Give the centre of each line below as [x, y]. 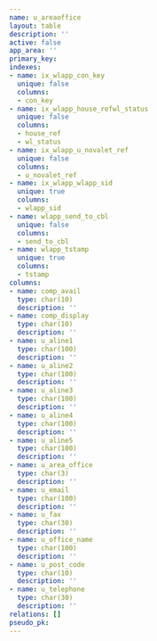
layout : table [35, 26]
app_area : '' [33, 51]
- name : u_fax [35, 515]
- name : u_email [39, 490]
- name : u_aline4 [41, 415]
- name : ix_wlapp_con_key [57, 76]
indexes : [25, 68]
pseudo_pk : [29, 622]
